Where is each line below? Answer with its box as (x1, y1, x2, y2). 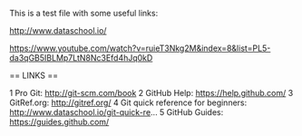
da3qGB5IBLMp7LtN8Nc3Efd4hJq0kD (9, 53, 153, 63)
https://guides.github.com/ (9, 117, 110, 127)
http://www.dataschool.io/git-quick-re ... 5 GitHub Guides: (9, 107, 224, 117)
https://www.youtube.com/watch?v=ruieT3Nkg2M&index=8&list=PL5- (9, 43, 271, 53)
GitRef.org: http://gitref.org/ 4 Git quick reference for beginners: (9, 97, 248, 108)
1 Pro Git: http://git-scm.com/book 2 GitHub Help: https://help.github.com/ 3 (9, 88, 294, 98)
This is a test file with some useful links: (9, 8, 159, 18)
